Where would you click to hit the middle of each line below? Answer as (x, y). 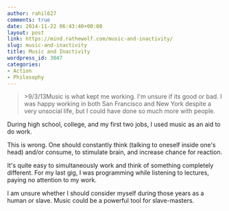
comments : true (29, 20)
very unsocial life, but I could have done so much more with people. (120, 111)
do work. (20, 132)
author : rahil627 (32, 13)
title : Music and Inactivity (49, 52)
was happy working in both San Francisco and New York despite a (117, 104)
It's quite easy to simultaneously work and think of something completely (110, 166)
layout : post (26, 33)
